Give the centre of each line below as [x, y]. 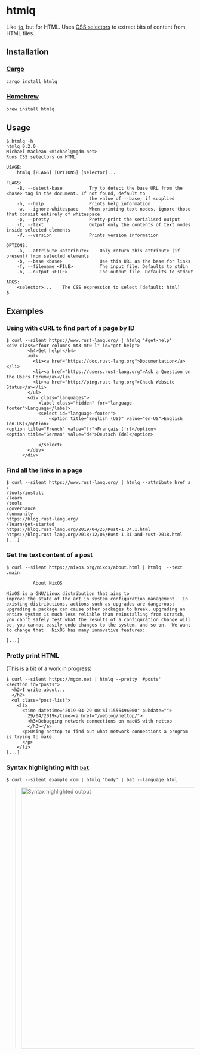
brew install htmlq [30, 109]
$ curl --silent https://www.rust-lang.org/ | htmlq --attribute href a [99, 483]
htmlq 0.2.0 [21, 147]
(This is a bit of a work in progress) [49, 668]
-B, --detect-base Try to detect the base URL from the [100, 189]
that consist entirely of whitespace [53, 215]
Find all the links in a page [44, 470]
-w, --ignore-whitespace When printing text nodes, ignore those [104, 209]
